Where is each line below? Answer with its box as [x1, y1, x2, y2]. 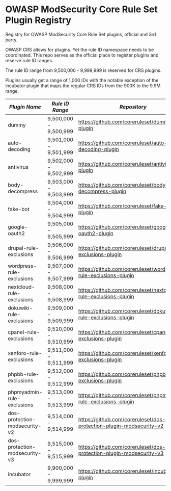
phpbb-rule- [8, 371, 40, 378]
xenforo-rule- [8, 349, 42, 356]
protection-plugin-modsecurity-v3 [78, 450, 164, 457]
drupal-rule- [8, 244, 39, 251]
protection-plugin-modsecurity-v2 [78, 422, 164, 429]
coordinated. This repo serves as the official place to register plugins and [5, 52, 159, 58]
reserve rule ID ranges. [5, 57, 53, 63]
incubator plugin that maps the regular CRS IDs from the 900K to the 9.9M [5, 83, 161, 89]
